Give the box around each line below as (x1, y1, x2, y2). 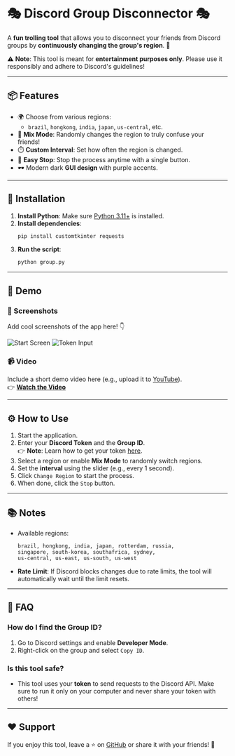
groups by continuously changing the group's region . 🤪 (7, 41, 171, 49)
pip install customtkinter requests (17, 232, 124, 239)
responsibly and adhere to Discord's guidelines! (7, 62, 145, 70)
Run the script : (17, 245, 62, 253)
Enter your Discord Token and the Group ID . (17, 439, 145, 447)
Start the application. (17, 431, 78, 439)
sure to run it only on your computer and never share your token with (17, 687, 216, 695)
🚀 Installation (7, 193, 66, 205)
